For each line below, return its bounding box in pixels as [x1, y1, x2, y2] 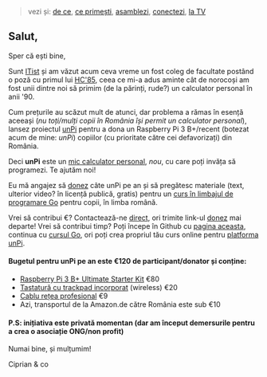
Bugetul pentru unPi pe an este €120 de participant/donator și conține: [8, 257, 247, 266]
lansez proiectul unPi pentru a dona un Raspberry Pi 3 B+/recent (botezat [8, 124, 249, 134]
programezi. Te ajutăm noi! [8, 165, 96, 175]
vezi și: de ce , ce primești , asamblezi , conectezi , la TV [27, 7, 206, 16]
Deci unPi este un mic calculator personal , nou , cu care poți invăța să [8, 156, 237, 166]
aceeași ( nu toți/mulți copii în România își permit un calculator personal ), [8, 116, 247, 125]
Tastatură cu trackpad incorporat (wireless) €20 [19, 283, 178, 293]
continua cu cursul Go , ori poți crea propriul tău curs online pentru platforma [8, 230, 259, 239]
